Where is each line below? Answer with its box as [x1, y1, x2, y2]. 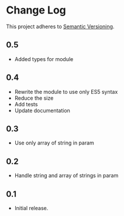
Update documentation [14, 107, 70, 114]
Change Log [6, 4, 66, 17]
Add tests [14, 100, 38, 107]
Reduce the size [14, 95, 54, 102]
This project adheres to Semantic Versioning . [6, 23, 115, 30]
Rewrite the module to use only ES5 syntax [14, 88, 118, 95]
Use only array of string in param [14, 139, 95, 147]
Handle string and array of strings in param [14, 172, 119, 179]
